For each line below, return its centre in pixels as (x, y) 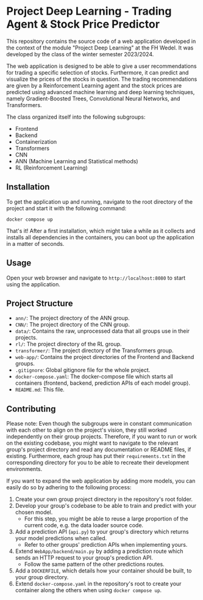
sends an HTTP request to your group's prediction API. (84, 558)
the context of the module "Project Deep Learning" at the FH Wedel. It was (100, 48)
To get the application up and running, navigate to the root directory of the (100, 202)
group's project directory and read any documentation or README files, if (99, 450)
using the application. (34, 284)
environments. (24, 469)
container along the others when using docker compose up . (88, 590)
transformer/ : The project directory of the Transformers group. (94, 350)
